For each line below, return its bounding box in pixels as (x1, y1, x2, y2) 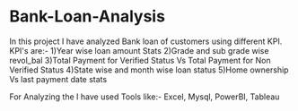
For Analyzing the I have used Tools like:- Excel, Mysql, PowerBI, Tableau (9, 91, 280, 102)
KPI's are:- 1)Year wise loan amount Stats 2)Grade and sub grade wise (9, 45, 269, 55)
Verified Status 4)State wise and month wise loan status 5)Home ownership (9, 64, 289, 75)
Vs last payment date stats (9, 73, 108, 84)
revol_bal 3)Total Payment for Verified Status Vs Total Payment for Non (9, 55, 271, 65)
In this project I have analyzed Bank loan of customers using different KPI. (9, 36, 283, 47)
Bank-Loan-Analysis (9, 6, 166, 27)
